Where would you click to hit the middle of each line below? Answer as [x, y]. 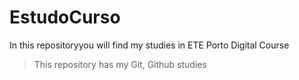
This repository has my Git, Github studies [120, 64]
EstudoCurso [65, 17]
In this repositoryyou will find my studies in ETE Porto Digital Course [149, 45]
